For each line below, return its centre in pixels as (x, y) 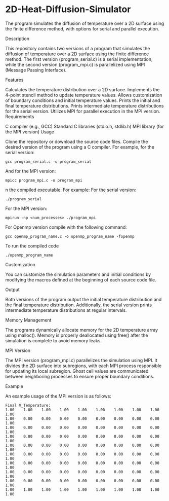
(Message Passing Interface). (36, 70)
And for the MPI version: (31, 171)
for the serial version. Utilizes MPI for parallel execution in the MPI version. (83, 111)
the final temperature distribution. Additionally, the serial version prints (79, 305)
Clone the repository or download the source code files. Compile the (77, 141)
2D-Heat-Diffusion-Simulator (68, 9)
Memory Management (28, 320)
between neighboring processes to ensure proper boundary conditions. (80, 376)
